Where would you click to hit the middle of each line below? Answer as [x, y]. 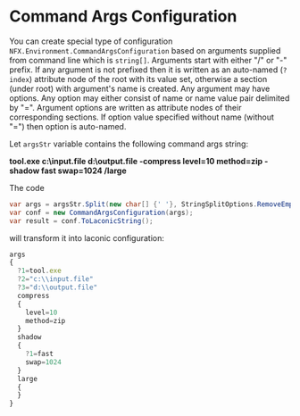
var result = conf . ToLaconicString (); [81, 220]
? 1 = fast [39, 354]
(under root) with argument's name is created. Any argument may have [140, 88]
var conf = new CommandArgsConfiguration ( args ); [101, 212]
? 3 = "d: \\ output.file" [58, 287]
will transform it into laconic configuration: [87, 237]
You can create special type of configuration [91, 41]
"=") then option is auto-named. [68, 126]
